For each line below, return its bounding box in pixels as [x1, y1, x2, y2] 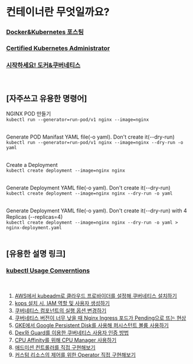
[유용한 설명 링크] [6, 248, 66, 258]
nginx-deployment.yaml [6, 225, 62, 231]
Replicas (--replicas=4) [6, 214, 63, 221]
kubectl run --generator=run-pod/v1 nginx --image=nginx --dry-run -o [6, 140, 184, 146]
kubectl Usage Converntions [6, 267, 90, 275]
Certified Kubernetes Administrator [6, 44, 110, 53]
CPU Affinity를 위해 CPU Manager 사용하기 [14, 336, 117, 343]
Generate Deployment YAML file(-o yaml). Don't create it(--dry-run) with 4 [6, 207, 187, 214]
